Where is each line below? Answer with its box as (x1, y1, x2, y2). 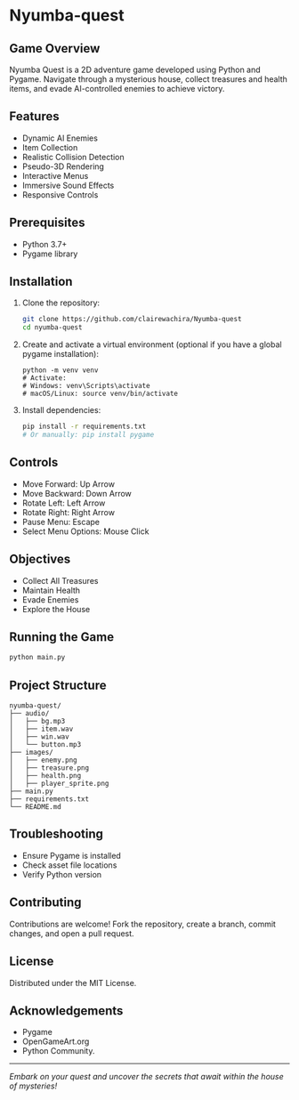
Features (9, 109, 60, 125)
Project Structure (9, 677, 107, 692)
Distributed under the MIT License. (9, 977, 137, 988)
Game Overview (9, 41, 101, 56)
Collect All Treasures (21, 575, 99, 586)
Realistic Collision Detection (21, 151, 125, 162)
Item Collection (21, 142, 78, 152)
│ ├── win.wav (9, 732, 69, 741)
